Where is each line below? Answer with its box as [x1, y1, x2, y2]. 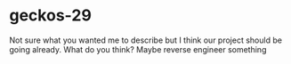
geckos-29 [9, 5, 92, 26]
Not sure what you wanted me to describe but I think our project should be [9, 35, 283, 45]
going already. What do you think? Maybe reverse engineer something [9, 44, 267, 54]
